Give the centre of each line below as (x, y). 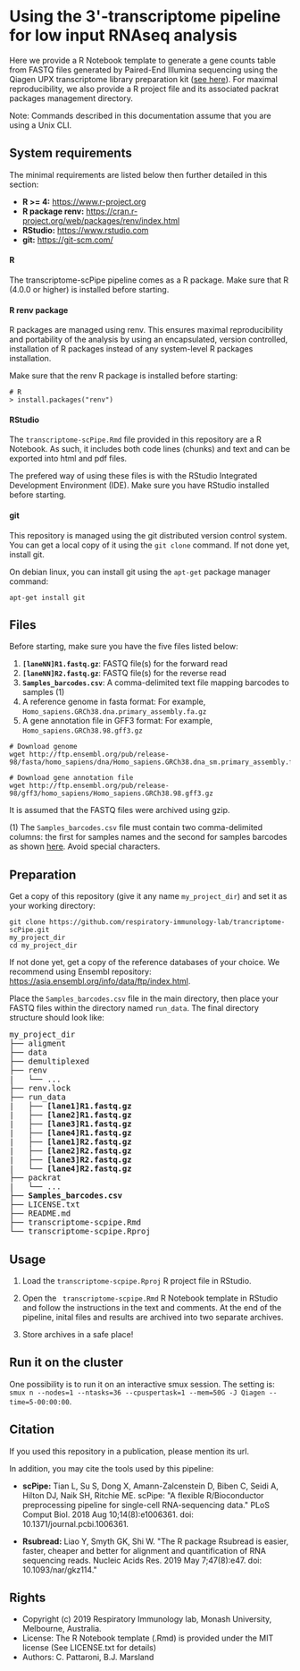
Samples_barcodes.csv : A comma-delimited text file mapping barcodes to (156, 683)
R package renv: (53, 211)
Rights (28, 1598)
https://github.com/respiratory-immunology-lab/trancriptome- (167, 922)
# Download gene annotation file (71, 778)
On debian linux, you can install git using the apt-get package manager (140, 572)
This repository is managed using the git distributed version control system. (148, 535)
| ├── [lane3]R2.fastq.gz (71, 1160)
